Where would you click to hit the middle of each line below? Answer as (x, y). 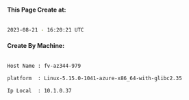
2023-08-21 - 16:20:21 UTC (46, 30)
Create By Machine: (36, 45)
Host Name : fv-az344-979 (44, 66)
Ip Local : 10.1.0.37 (39, 91)
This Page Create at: (37, 10)
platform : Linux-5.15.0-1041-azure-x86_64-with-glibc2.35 (95, 79)
